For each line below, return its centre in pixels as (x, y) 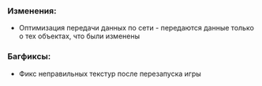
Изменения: (32, 11)
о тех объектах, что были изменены (79, 36)
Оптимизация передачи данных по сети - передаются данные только (136, 28)
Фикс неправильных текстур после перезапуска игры (110, 73)
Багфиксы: (29, 56)
